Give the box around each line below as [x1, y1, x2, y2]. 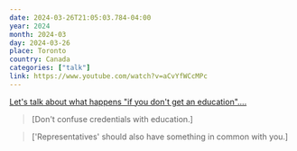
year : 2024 [9, 22, 51, 31]
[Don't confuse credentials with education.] [31, 113, 194, 124]
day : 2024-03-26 [9, 38, 70, 48]
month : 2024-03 [9, 30, 67, 39]
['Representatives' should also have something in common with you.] [31, 131, 289, 142]
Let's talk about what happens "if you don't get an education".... [9, 96, 247, 107]
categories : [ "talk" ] [9, 64, 91, 73]
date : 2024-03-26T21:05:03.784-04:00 [9, 13, 152, 22]
